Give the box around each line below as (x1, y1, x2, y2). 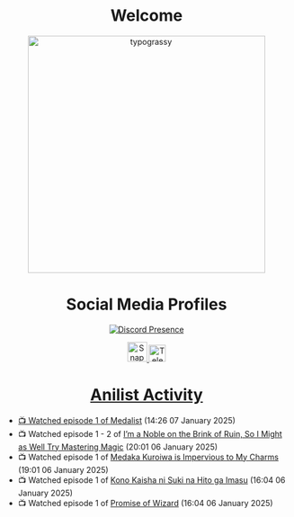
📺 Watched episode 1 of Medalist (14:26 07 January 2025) (17, 414, 236, 425)
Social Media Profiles (66, 294, 227, 315)
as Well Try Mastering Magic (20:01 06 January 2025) (17, 441, 218, 452)
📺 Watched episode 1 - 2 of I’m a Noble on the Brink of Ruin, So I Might (17, 428, 283, 439)
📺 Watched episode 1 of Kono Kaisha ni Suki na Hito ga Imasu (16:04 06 (17, 474, 286, 486)
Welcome (111, 5, 183, 26)
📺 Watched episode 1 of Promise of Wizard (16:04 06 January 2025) (17, 497, 273, 508)
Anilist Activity (89, 385, 204, 406)
